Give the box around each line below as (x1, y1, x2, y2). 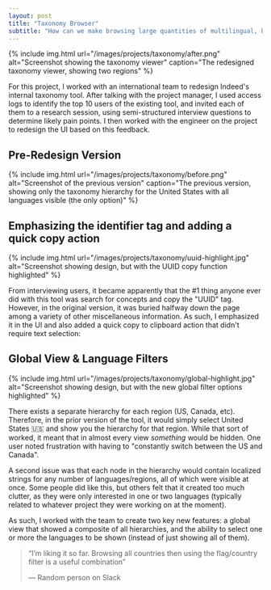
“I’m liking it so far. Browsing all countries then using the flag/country (27, 548, 258, 558)
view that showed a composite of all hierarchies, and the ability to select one (8, 524, 263, 533)
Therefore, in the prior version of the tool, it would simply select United (8, 415, 244, 424)
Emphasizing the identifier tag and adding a (8, 219, 232, 233)
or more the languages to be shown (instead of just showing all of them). (8, 533, 250, 542)
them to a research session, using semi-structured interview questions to (8, 107, 252, 117)
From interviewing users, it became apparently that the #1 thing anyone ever (8, 286, 261, 295)
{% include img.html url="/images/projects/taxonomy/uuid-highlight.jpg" (8, 253, 250, 263)
